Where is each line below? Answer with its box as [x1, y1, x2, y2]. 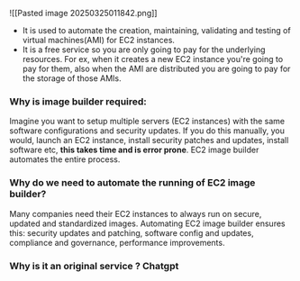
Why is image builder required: [9, 95, 147, 107]
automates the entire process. [9, 154, 121, 165]
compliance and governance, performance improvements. [9, 237, 225, 248]
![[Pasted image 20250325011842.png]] [9, 8, 158, 18]
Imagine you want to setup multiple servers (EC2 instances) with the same [9, 116, 286, 127]
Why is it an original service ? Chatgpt [9, 259, 179, 272]
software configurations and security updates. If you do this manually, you [9, 125, 286, 136]
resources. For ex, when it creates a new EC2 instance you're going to [22, 54, 284, 64]
